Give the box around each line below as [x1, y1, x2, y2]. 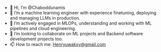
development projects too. [9, 36, 63, 42]
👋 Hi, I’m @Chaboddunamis [9, 5, 65, 10]
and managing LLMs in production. [9, 15, 80, 21]
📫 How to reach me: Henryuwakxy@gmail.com [9, 42, 107, 47]
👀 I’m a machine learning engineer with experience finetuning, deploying [9, 10, 157, 16]
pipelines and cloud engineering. [9, 26, 76, 31]
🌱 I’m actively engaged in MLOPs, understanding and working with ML [9, 20, 152, 26]
